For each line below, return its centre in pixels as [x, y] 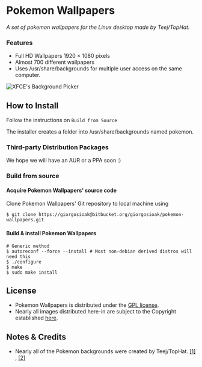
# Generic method [28, 246]
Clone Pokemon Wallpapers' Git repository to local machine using [87, 204]
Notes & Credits [36, 337]
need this [19, 256]
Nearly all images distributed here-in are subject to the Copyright [95, 312]
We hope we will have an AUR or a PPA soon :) [64, 161]
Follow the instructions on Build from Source [62, 120]
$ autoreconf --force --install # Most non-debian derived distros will [99, 251]
